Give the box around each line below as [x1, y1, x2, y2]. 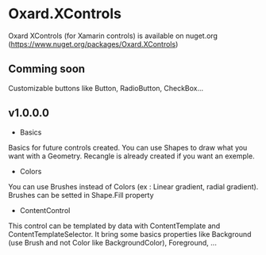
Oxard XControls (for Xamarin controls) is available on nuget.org [8, 31, 218, 40]
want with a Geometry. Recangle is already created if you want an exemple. [8, 151, 256, 161]
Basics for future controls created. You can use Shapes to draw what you [8, 143, 248, 152]
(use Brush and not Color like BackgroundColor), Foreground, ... [8, 238, 217, 247]
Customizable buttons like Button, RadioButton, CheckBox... [8, 83, 204, 93]
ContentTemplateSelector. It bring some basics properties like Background [8, 229, 252, 238]
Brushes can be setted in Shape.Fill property [8, 190, 154, 200]
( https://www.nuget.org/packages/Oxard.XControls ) [8, 39, 179, 48]
